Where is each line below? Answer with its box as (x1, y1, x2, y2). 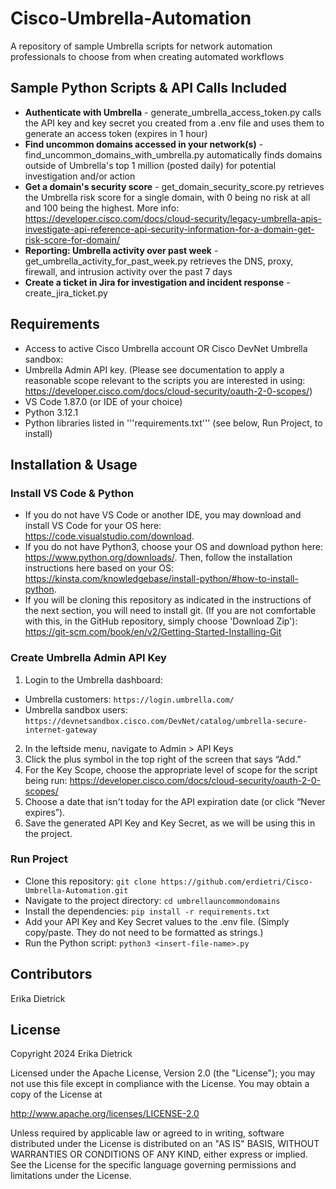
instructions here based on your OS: (24, 562, 174, 574)
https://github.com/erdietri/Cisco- (160, 877, 313, 887)
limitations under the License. (10, 1170, 132, 1182)
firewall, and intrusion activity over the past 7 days (24, 265, 233, 277)
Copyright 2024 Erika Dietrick (10, 1048, 133, 1060)
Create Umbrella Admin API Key (10, 651, 167, 665)
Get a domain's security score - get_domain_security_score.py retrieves (24, 180, 325, 192)
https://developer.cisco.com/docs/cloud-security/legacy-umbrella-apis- (24, 212, 322, 224)
